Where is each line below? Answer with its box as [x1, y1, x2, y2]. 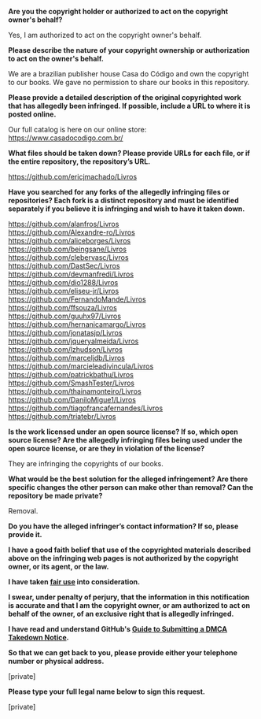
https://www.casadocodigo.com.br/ [8, 133, 123, 143]
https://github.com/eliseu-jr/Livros [8, 287, 119, 295]
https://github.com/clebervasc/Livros [8, 253, 129, 262]
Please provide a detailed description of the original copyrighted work [8, 93, 241, 102]
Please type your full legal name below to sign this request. [8, 687, 206, 696]
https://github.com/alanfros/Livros [8, 220, 119, 228]
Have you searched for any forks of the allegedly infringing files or [8, 187, 230, 196]
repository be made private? [8, 491, 103, 500]
